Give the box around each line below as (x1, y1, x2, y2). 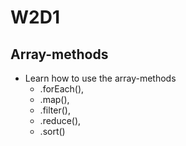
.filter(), (39, 104, 71, 116)
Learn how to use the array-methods (24, 72, 177, 84)
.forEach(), (39, 83, 85, 95)
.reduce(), (39, 115, 82, 126)
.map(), (39, 94, 70, 105)
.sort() (39, 126, 66, 137)
